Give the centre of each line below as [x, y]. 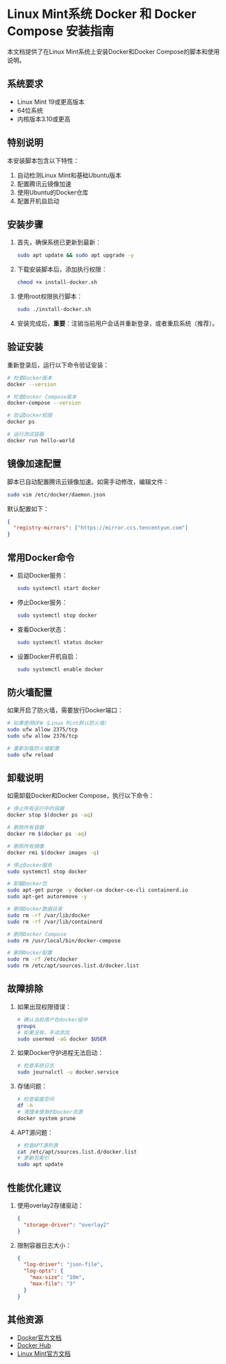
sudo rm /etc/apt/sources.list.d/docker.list [73, 966]
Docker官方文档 [39, 1337]
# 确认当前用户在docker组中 [52, 1020]
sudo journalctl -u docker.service [68, 1072]
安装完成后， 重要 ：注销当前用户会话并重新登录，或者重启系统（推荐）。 [117, 323]
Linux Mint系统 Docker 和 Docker [102, 14]
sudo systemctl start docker [59, 588]
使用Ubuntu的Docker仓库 [53, 192]
